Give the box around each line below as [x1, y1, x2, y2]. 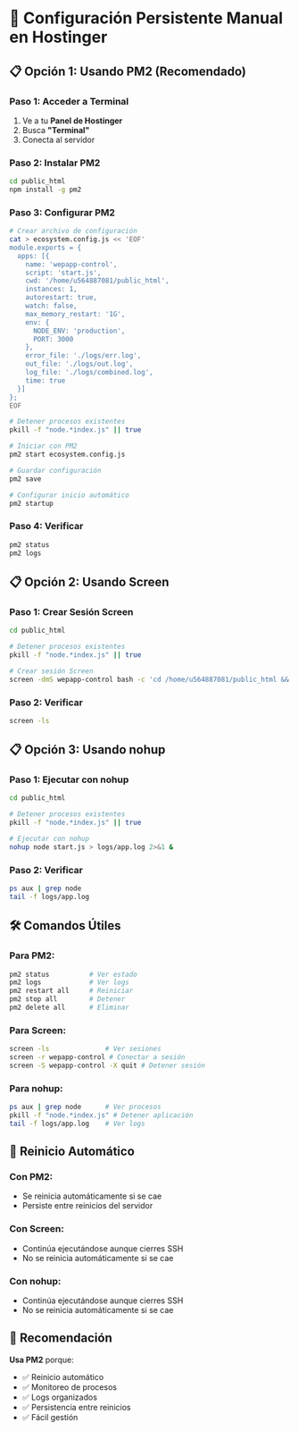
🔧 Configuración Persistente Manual [9, 8, 284, 29]
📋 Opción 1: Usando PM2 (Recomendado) [9, 63, 247, 79]
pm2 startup [9, 499, 54, 508]
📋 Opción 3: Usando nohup [9, 742, 166, 758]
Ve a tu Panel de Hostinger [21, 115, 123, 126]
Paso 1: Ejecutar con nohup [9, 773, 129, 786]
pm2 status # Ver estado [9, 970, 138, 979]
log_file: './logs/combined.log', [25, 368, 153, 377]
